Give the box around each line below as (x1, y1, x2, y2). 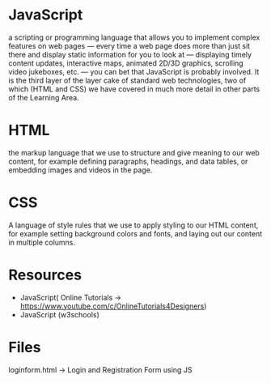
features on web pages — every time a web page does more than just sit (8, 40, 251, 50)
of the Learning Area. (8, 92, 79, 102)
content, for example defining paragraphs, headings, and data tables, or (8, 156, 248, 166)
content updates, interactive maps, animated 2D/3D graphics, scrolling (8, 58, 244, 68)
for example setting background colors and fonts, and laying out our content (8, 228, 263, 238)
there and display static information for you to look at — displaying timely (8, 49, 252, 59)
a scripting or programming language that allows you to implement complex (8, 32, 260, 42)
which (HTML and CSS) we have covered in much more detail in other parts (8, 83, 260, 94)
